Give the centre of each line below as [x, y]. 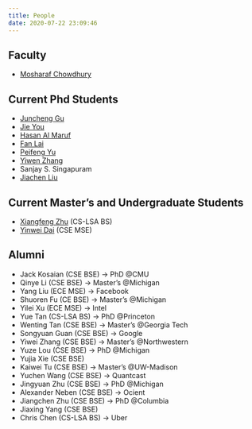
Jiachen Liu [39, 178]
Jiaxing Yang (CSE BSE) [59, 409]
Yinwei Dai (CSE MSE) [56, 230]
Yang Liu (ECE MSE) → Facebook [74, 291]
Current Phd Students [64, 99]
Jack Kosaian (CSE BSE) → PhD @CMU [84, 274]
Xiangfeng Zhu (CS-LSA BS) [66, 221]
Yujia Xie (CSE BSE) [52, 358]
